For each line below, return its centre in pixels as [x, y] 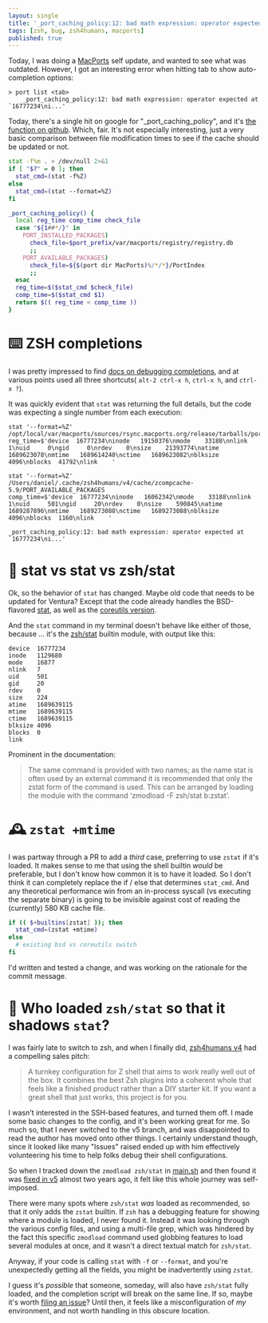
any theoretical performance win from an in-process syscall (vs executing [130, 891]
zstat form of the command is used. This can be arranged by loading [140, 787]
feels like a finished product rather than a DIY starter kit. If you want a [142, 1088]
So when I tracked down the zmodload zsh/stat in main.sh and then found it [132, 1170]
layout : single [33, 16]
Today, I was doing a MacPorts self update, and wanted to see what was [127, 61]
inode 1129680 [35, 655]
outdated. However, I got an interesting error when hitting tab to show [122, 70]
